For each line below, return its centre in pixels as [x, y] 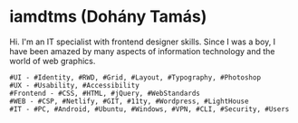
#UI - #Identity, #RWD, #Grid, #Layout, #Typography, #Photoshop [135, 77]
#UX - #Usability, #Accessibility [75, 85]
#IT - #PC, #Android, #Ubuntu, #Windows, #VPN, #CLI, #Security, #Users [149, 109]
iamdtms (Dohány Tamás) [108, 17]
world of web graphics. [53, 61]
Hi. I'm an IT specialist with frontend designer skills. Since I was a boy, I [143, 42]
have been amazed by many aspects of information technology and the [142, 51]
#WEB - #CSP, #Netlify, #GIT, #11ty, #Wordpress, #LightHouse [129, 101]
